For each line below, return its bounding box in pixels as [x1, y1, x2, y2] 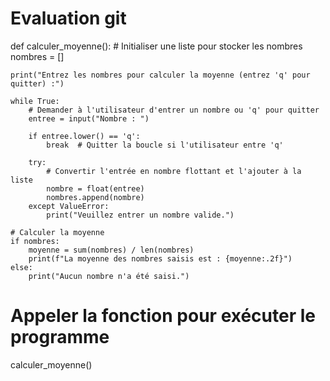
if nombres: [10, 236, 60, 246]
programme [10, 326, 110, 349]
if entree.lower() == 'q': [28, 131, 141, 141]
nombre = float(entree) [46, 183, 145, 194]
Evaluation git [10, 7, 127, 30]
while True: [10, 96, 60, 106]
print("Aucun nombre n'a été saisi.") [28, 271, 190, 281]
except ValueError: [28, 201, 110, 211]
